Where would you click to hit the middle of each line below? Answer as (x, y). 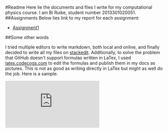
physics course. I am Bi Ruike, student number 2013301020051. (71, 13)
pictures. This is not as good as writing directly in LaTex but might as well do (84, 68)
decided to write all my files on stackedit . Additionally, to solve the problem (83, 52)
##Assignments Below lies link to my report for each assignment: (72, 18)
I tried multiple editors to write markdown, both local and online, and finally (82, 47)
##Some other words (27, 37)
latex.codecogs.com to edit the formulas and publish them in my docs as (80, 63)
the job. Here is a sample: (32, 74)
